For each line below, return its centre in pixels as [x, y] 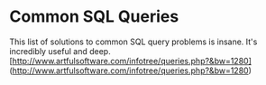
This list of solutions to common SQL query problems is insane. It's [133, 42]
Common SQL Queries [94, 17]
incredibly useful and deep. [60, 51]
